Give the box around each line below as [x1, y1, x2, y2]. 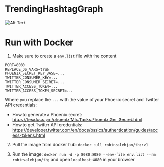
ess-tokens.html [12, 132, 45, 138]
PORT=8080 [5, 62, 25, 67]
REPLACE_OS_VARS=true [5, 67, 49, 72]
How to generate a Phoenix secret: [12, 111, 82, 117]
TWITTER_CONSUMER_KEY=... [5, 75, 58, 80]
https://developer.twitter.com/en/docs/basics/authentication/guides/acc [12, 127, 158, 133]
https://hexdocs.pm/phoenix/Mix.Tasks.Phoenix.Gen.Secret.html [12, 117, 142, 122]
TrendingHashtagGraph [5, 3, 104, 15]
